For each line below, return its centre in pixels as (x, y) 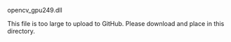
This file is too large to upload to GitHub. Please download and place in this (116, 23)
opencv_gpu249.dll (35, 10)
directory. (21, 31)
